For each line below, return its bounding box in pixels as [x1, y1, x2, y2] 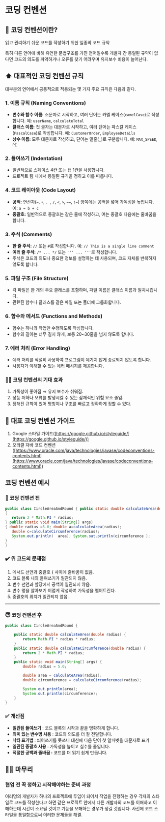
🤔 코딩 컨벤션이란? [5, 26, 58, 34]
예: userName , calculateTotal [27, 118, 84, 124]
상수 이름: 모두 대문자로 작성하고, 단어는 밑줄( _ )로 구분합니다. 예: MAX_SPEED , [12, 136, 158, 142]
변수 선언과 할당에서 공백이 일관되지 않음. [12, 581, 91, 587]
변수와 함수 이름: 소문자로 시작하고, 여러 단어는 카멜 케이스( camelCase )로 [12, 112, 151, 118]
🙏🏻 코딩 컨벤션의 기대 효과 [5, 376, 63, 383]
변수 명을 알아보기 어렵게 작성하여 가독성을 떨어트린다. [12, 587, 116, 593]
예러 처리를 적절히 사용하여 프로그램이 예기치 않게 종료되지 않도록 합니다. [12, 356, 151, 362]
